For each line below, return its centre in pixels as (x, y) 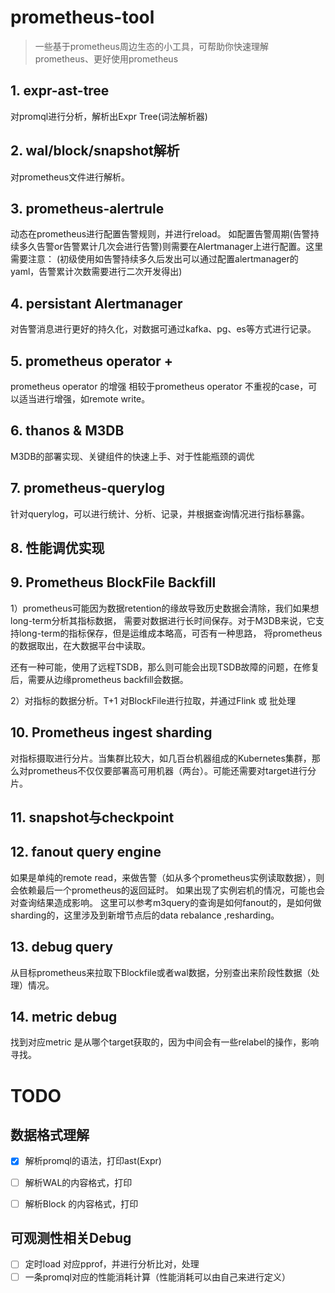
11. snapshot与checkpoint (92, 817)
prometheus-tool (82, 17)
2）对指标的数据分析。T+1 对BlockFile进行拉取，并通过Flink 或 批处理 (153, 700)
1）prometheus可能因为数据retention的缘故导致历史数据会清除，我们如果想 (165, 608)
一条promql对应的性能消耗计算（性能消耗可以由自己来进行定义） (158, 1277)
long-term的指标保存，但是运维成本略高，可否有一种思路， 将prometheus (170, 633)
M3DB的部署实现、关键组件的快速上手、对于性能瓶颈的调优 (132, 456)
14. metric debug (64, 1017)
